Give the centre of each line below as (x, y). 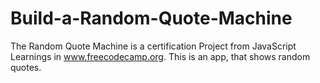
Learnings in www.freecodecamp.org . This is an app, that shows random (160, 56)
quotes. (26, 67)
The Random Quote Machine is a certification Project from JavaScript (153, 46)
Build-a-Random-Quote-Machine (151, 18)
